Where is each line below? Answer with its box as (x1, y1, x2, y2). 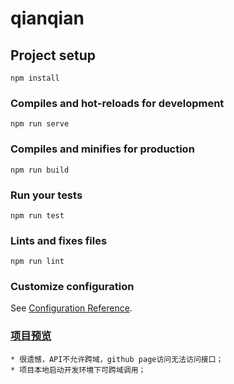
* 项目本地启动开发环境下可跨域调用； (10, 365, 147, 375)
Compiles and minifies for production (10, 142, 195, 156)
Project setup (10, 47, 97, 64)
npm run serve (10, 119, 70, 129)
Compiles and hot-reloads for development (10, 96, 225, 110)
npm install (10, 73, 60, 83)
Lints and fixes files (10, 233, 108, 247)
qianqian (10, 7, 85, 30)
